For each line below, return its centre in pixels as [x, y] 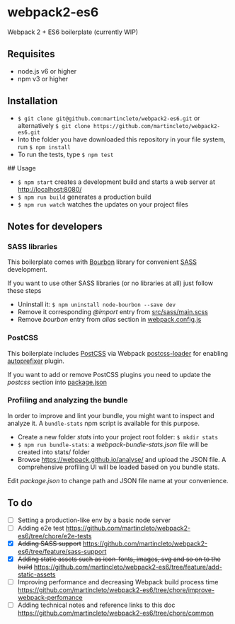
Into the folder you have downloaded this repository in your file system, [121, 139]
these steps [24, 291]
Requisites [31, 54]
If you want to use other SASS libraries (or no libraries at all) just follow [110, 283]
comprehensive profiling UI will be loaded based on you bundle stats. [119, 467]
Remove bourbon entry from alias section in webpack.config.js [109, 320]
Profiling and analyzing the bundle [68, 400]
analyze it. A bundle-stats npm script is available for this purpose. [104, 423]
